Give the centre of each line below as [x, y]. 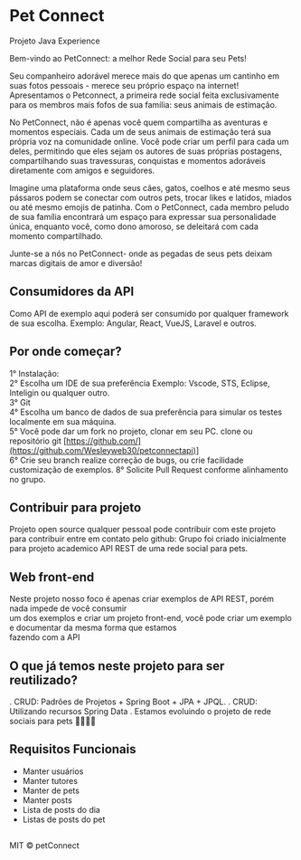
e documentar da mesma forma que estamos [93, 628]
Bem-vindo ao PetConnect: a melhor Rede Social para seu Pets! [128, 58]
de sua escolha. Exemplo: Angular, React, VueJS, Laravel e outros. [133, 323]
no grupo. [28, 479]
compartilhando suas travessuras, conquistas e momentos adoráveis [138, 160]
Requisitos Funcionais [73, 749]
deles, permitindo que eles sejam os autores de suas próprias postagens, [146, 151]
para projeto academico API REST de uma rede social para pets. [129, 549]
